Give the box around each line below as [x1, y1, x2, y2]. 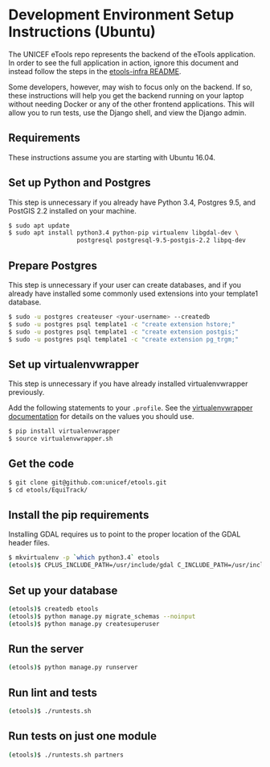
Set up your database [8, 583, 118, 597]
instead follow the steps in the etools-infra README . [8, 66, 182, 76]
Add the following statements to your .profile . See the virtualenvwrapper [8, 403, 253, 413]
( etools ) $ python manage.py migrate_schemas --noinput [8, 612, 196, 620]
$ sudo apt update [8, 222, 70, 230]
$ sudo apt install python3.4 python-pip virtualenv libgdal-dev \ [8, 229, 239, 237]
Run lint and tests [8, 686, 98, 699]
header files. [8, 538, 50, 548]
